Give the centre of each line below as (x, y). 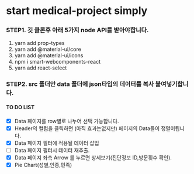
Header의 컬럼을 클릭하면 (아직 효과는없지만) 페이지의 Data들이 (87, 128)
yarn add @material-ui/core (48, 49)
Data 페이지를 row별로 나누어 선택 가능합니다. (67, 121)
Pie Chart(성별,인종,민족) (43, 165)
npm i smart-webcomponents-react (58, 62)
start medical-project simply (77, 11)
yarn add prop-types (39, 43)
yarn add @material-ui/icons (49, 55)
